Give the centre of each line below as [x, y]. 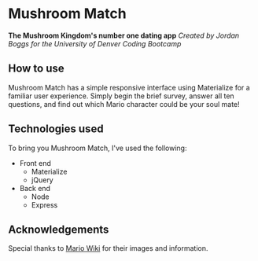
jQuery [42, 180]
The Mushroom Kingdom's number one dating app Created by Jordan [124, 35]
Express [44, 204]
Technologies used [56, 129]
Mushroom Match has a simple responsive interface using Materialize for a [129, 87]
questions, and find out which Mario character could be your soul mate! [124, 104]
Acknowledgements [59, 229]
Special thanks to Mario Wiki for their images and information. [108, 248]
